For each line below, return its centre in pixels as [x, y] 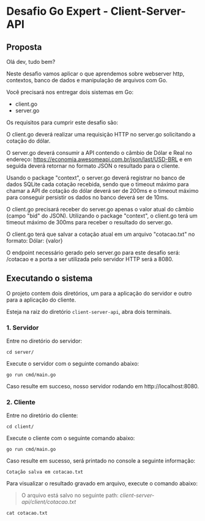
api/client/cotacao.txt [49, 502]
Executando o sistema [50, 279]
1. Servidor [23, 327]
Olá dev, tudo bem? [31, 62]
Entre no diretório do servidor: [44, 341]
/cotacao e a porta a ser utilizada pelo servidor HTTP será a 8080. [90, 259]
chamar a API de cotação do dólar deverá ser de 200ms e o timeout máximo [102, 191]
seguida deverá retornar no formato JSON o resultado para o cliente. [93, 166]
